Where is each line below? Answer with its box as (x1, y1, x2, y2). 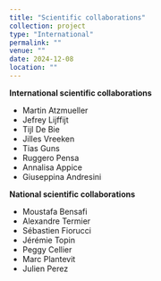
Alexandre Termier (21, 216, 91, 226)
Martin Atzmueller (21, 105, 89, 115)
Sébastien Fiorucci (21, 225, 92, 235)
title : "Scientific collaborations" (9, 13, 146, 22)
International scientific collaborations (9, 87, 152, 98)
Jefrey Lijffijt (21, 114, 69, 125)
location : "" (9, 64, 58, 72)
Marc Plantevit (21, 253, 76, 264)
